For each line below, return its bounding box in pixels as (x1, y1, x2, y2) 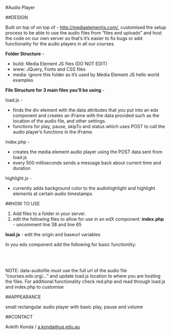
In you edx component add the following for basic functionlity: (5, 241, 137, 248)
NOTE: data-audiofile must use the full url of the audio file (5, 268, 127, 273)
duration (12, 165, 31, 171)
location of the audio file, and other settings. (12, 118, 106, 124)
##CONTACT (5, 314, 33, 320)
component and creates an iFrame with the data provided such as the (12, 113, 160, 118)
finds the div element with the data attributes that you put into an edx (12, 107, 159, 113)
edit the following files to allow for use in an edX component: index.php (12, 216, 164, 222)
